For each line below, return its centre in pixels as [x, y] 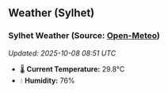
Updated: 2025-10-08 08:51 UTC [62, 53]
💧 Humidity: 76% [47, 80]
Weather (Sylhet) [52, 13]
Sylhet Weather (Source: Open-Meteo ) [84, 36]
